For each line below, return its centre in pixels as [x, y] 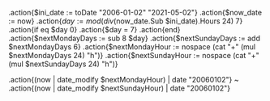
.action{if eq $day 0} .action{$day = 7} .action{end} [94, 29]
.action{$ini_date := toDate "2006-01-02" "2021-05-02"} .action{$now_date [135, 13]
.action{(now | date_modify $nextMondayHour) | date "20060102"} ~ [124, 80]
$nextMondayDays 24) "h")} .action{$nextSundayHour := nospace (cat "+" [134, 55]
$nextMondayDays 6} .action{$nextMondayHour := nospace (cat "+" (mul [132, 47]
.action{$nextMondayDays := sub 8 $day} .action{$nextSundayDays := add [135, 38]
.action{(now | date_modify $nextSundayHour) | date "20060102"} [120, 88]
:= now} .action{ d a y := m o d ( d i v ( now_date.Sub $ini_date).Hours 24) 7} [126, 21]
